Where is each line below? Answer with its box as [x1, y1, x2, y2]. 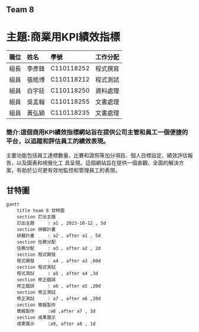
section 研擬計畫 [17, 227, 56, 233]
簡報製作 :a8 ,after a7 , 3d [17, 308, 96, 314]
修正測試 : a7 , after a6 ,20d [17, 296, 101, 302]
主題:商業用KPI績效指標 [6, 30, 120, 44]
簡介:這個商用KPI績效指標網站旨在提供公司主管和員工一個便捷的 [6, 128, 188, 137]
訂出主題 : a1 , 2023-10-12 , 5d [17, 220, 107, 227]
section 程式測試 [17, 265, 56, 270]
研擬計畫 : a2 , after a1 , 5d [17, 233, 101, 239]
